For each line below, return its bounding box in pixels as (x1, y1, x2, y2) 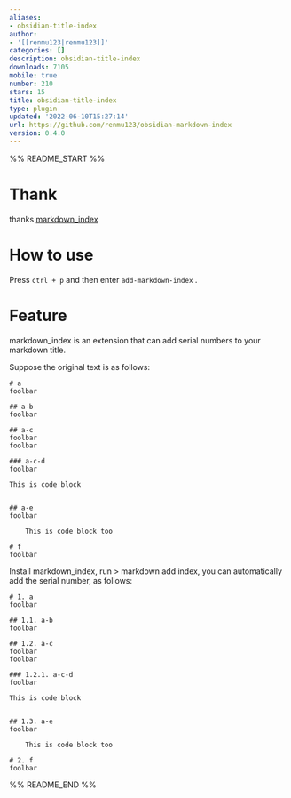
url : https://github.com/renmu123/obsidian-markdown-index (9, 121, 232, 130)
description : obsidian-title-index (9, 54, 141, 63)
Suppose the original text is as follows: (9, 361, 151, 372)
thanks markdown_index (9, 214, 99, 224)
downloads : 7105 (9, 63, 69, 72)
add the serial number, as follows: (9, 575, 133, 585)
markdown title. (9, 344, 67, 355)
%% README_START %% (9, 153, 105, 164)
